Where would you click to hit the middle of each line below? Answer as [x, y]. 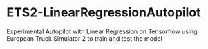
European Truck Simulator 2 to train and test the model [85, 38]
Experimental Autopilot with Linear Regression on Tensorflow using [102, 31]
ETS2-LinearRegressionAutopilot [104, 13]
